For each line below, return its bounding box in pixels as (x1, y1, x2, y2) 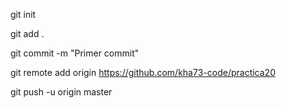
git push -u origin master (10, 86, 113, 98)
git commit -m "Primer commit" (10, 47, 140, 59)
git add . (10, 28, 45, 39)
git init (10, 9, 37, 20)
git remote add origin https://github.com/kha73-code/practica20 (10, 67, 276, 78)
